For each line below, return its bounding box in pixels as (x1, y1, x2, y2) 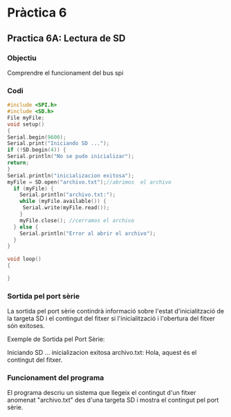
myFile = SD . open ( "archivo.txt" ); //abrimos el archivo (7, 178, 172, 186)
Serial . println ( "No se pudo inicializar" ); (7, 153, 135, 160)
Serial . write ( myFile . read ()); (22, 204, 110, 211)
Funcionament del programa (7, 373, 104, 382)
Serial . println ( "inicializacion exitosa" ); (7, 172, 135, 179)
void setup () (7, 121, 45, 128)
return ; (7, 159, 30, 166)
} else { (13, 223, 39, 231)
